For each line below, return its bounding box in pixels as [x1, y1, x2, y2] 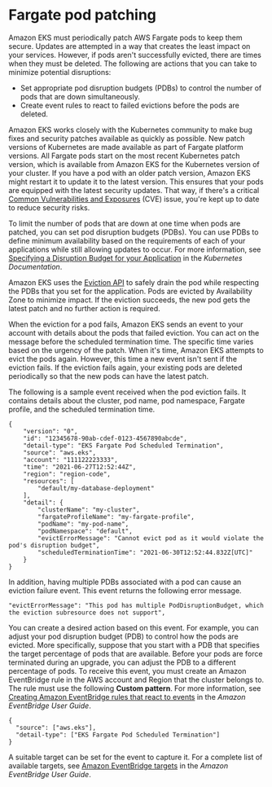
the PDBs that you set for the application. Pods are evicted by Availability [8, 286, 252, 296]
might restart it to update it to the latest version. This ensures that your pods [8, 177, 264, 187]
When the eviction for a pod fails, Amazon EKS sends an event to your [8, 319, 243, 329]
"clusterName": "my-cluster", [37, 505, 140, 514]
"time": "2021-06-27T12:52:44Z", [23, 463, 137, 471]
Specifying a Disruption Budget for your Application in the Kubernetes [8, 253, 243, 262]
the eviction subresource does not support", [8, 609, 165, 617]
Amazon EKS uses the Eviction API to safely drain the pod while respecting [8, 277, 259, 287]
